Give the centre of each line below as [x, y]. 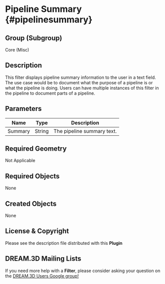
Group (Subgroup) [34, 38]
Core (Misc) [17, 50]
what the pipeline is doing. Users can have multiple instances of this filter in [82, 88]
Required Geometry [36, 149]
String [42, 131]
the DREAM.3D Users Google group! [42, 276]
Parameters [23, 109]
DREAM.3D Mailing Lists [43, 259]
